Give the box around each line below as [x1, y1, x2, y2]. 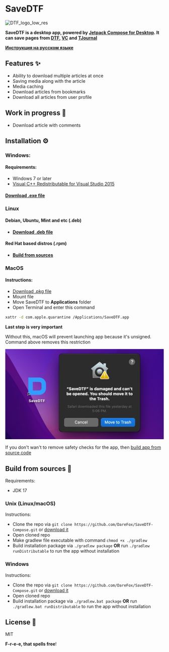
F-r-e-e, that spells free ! [5, 641, 57, 647]
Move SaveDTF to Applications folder [12, 299, 92, 305]
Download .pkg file [12, 288, 52, 294]
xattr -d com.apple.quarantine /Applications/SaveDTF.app [5, 315, 129, 320]
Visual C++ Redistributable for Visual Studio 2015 [12, 181, 115, 187]
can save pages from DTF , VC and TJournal [5, 35, 97, 41]
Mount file [12, 293, 34, 300]
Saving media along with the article [12, 78, 86, 84]
